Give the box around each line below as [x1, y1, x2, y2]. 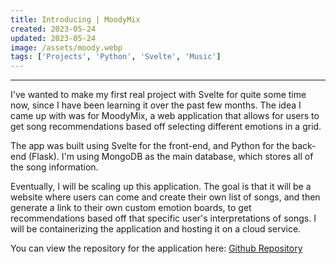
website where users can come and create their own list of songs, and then [10, 191, 321, 203]
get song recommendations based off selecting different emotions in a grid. [10, 121, 322, 133]
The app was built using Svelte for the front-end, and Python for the [10, 140, 290, 152]
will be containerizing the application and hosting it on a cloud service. [10, 223, 302, 235]
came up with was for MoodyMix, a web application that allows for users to [10, 110, 320, 122]
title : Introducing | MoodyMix [10, 14, 141, 25]
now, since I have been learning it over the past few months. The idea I [10, 99, 302, 111]
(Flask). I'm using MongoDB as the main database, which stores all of [28, 151, 314, 163]
